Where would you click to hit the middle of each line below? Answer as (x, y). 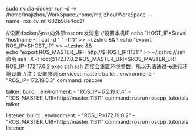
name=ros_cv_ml (26, 21)
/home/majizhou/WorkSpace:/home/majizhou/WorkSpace (76, 15)
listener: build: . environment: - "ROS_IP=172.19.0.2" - (71, 115)
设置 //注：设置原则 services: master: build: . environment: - (83, 74)
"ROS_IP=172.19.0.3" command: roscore (54, 80)
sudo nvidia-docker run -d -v (41, 8)
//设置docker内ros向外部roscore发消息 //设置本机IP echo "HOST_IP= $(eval (96, 33)
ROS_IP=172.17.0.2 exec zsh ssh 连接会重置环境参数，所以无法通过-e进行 (94, 66)
